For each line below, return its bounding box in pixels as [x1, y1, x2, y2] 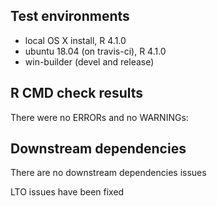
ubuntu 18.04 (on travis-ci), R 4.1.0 [24, 45, 167, 57]
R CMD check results [10, 85, 144, 102]
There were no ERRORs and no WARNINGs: [10, 111, 189, 123]
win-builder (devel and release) [24, 55, 155, 68]
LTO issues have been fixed [10, 186, 125, 198]
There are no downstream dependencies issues [10, 167, 207, 179]
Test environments [10, 8, 130, 25]
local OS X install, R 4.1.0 [24, 34, 127, 46]
